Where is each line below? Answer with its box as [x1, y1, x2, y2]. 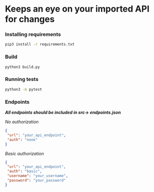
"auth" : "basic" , [7, 169, 42, 174]
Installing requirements [5, 31, 62, 38]
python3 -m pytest [5, 87, 42, 92]
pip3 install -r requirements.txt [5, 42, 75, 47]
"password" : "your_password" [7, 178, 66, 183]
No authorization [5, 119, 39, 125]
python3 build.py [5, 64, 40, 69]
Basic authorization [5, 150, 45, 156]
